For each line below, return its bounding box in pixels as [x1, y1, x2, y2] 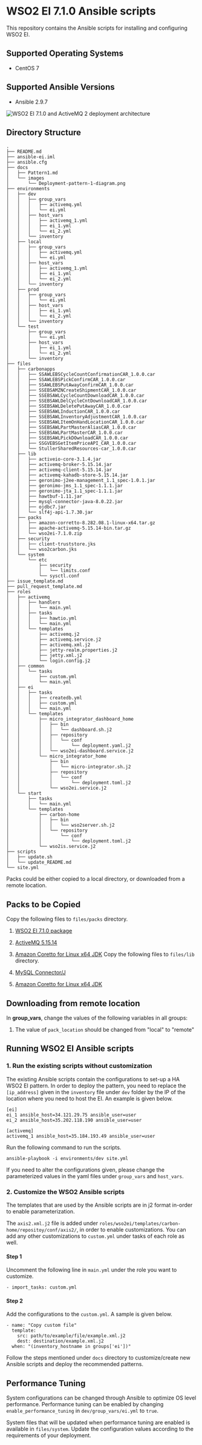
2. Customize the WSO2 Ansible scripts [6, 1187, 125, 1196]
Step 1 [6, 1253, 22, 1260]
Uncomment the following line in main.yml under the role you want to [6, 1266, 177, 1273]
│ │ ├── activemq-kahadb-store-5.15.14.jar [6, 472, 129, 478]
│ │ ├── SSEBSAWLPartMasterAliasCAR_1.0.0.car [6, 424, 137, 431]
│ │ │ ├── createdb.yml [6, 695, 83, 701]
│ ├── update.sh [6, 854, 53, 860]
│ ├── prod [6, 287, 39, 293]
